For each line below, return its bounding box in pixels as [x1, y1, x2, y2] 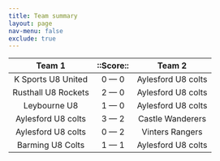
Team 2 [157, 60, 188, 71]
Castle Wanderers [137, 113, 207, 125]
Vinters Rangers [141, 126, 203, 138]
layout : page [8, 19, 53, 28]
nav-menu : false [8, 27, 63, 35]
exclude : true [8, 34, 57, 43]
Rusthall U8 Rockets [12, 87, 89, 98]
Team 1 [36, 60, 67, 71]
